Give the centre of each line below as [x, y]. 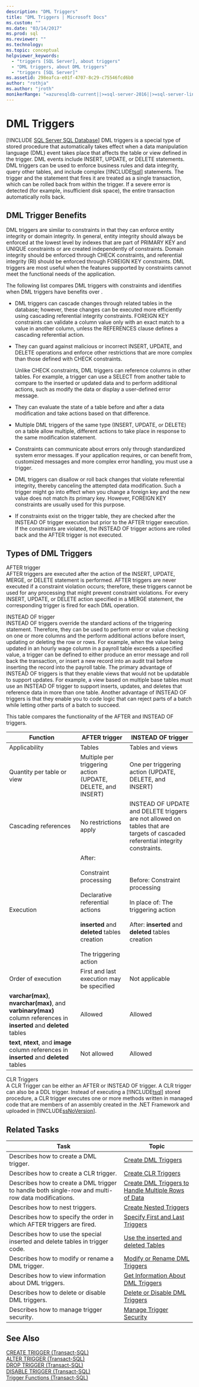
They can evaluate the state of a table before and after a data [89, 407]
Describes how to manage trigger [56, 1310]
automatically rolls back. [36, 197]
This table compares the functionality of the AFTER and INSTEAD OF [90, 717]
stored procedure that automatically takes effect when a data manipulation [97, 146]
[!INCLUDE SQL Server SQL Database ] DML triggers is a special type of [93, 140]
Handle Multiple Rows [154, 1191]
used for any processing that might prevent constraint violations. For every [97, 593]
